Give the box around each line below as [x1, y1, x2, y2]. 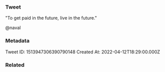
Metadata [5, 37, 29, 44]
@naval [5, 25, 21, 31]
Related [5, 61, 25, 68]
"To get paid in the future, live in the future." [5, 15, 97, 21]
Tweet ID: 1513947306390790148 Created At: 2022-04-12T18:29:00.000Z [5, 49, 160, 55]
